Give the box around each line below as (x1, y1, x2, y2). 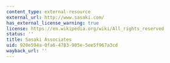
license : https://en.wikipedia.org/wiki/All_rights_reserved (6, 25, 165, 32)
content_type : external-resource (6, 8, 91, 15)
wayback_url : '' (6, 48, 47, 54)
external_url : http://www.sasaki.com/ (6, 14, 104, 20)
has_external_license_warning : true (6, 20, 99, 26)
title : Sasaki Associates (6, 37, 72, 43)
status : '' (6, 31, 34, 37)
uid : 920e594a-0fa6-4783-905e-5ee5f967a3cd (6, 43, 118, 49)
